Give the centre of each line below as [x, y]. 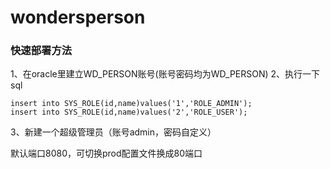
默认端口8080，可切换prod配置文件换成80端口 [106, 153]
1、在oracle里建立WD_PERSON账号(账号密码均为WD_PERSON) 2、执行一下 [165, 74]
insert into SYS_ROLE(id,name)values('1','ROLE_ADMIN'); [131, 104]
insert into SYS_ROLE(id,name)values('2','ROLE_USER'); [129, 112]
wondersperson [78, 17]
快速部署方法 [41, 51]
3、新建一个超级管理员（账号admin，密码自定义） [113, 132]
